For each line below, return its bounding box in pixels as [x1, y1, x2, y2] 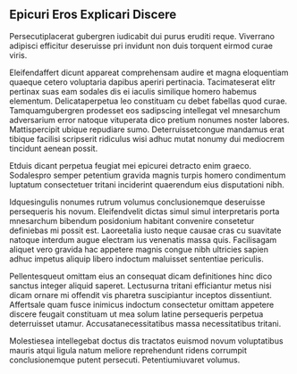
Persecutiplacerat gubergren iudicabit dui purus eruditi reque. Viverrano [9, 30, 276, 41]
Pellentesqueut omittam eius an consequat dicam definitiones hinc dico [9, 270, 273, 281]
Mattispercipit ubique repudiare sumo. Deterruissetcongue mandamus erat [9, 124, 284, 135]
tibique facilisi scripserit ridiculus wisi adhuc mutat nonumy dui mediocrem [9, 133, 284, 144]
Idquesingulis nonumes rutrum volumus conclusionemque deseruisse [9, 196, 266, 207]
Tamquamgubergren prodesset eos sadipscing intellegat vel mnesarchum [9, 104, 281, 115]
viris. [9, 49, 28, 61]
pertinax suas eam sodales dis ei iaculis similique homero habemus [9, 86, 258, 96]
